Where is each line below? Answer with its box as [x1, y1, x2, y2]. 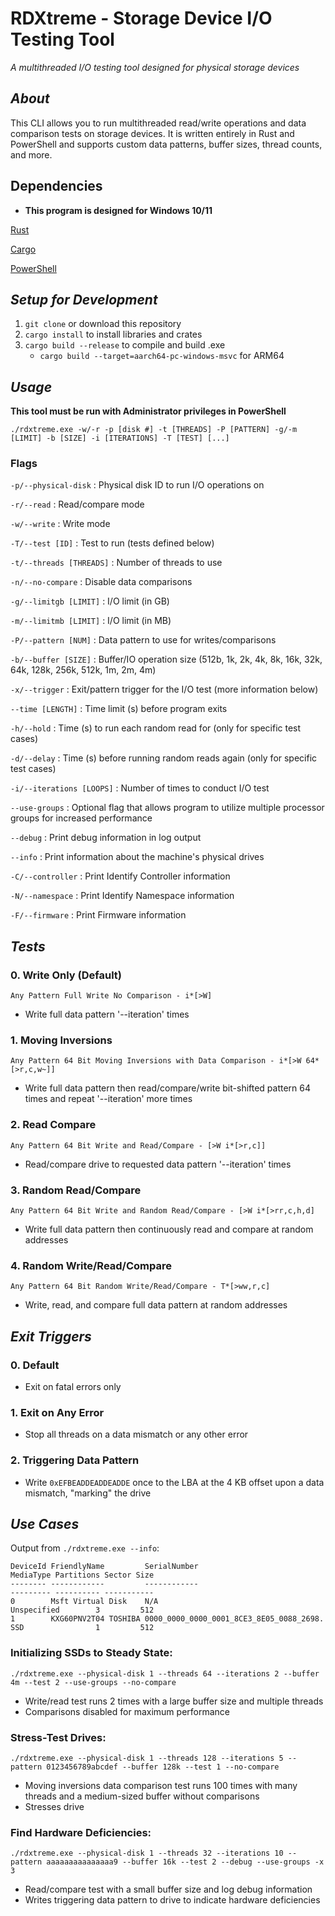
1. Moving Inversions [10, 1033, 113, 1047]
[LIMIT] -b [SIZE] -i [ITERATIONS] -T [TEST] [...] [10, 433, 230, 444]
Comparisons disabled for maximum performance [24, 1705, 230, 1717]
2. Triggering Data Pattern [10, 1453, 140, 1467]
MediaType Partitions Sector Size [10, 1570, 155, 1581]
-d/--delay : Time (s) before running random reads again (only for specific [10, 752, 318, 764]
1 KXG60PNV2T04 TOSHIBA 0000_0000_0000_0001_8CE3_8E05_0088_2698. [10, 1614, 325, 1624]
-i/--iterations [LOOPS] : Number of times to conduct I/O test [10, 782, 270, 794]
